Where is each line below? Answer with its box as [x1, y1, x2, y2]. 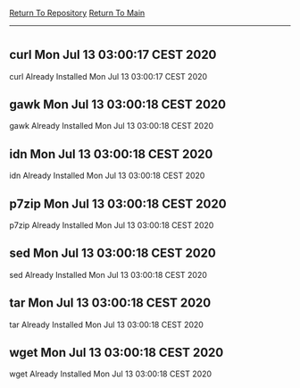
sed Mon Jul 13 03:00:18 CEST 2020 [9, 246, 216, 261]
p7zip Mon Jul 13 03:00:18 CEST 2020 [9, 196, 227, 211]
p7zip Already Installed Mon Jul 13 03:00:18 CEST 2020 [9, 220, 214, 231]
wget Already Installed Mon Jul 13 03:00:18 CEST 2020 [9, 368, 212, 379]
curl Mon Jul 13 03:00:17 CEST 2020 [9, 47, 217, 63]
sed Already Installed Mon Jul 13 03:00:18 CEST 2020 [9, 269, 208, 280]
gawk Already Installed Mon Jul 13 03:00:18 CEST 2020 [9, 121, 214, 131]
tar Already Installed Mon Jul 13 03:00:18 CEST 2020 [9, 319, 204, 330]
